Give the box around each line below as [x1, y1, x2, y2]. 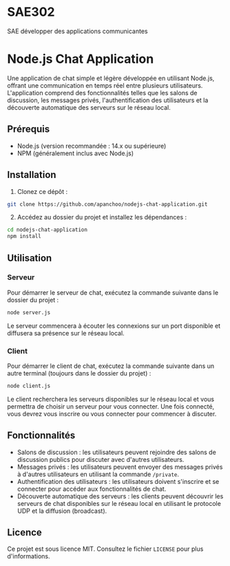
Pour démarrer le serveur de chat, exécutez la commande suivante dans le [7, 288, 219, 297]
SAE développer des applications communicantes [7, 27, 148, 35]
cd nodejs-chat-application [7, 226, 88, 233]
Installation [7, 169, 56, 181]
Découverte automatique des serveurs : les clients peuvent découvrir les [17, 491, 224, 500]
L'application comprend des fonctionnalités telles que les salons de [7, 88, 198, 97]
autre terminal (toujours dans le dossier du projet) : [7, 369, 151, 377]
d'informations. [7, 552, 50, 560]
